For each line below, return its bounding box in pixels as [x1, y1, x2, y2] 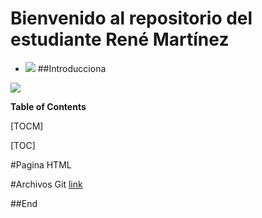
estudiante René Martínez [10, 28, 230, 51]
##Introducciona [37, 62, 107, 74]
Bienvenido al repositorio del [10, 7, 253, 30]
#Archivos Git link [10, 178, 83, 190]
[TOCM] [10, 120, 44, 132]
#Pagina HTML [10, 158, 72, 171]
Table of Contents [10, 100, 87, 112]
